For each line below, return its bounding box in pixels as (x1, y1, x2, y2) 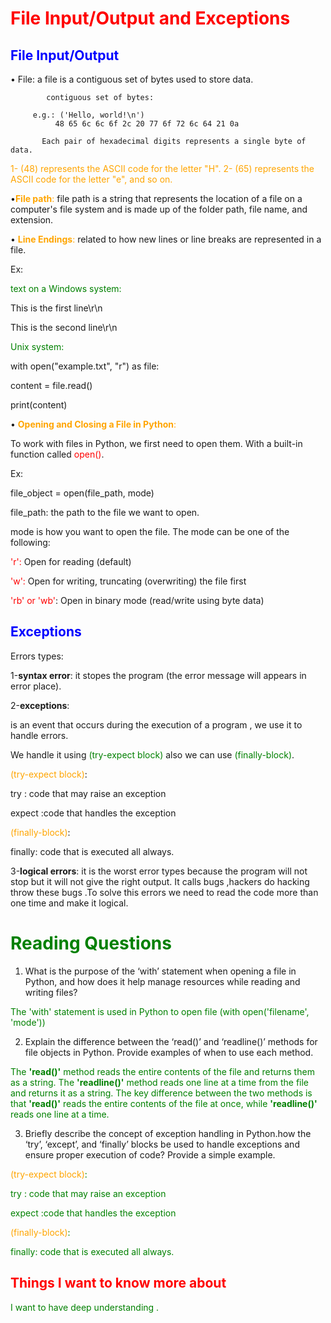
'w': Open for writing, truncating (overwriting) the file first (10, 575, 247, 587)
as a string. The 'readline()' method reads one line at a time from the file (10, 1076, 310, 1088)
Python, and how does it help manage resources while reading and (24, 975, 301, 987)
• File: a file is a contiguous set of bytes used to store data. (10, 73, 254, 85)
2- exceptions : (10, 699, 70, 711)
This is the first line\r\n (10, 302, 103, 314)
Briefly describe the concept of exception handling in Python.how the (24, 1127, 312, 1139)
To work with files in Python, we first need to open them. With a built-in (10, 438, 303, 449)
